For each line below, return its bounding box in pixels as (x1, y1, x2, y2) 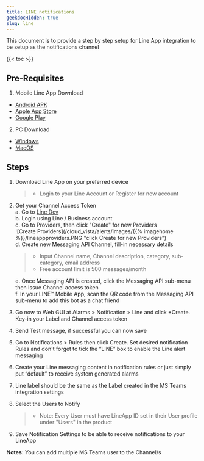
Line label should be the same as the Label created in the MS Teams (15, 382, 187, 389)
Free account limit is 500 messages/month (39, 266, 147, 272)
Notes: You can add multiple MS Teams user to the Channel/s (6, 449, 161, 456)
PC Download (15, 126, 50, 133)
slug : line (6, 20, 34, 26)
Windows (15, 138, 39, 145)
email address (65, 259, 100, 266)
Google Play (15, 114, 46, 122)
